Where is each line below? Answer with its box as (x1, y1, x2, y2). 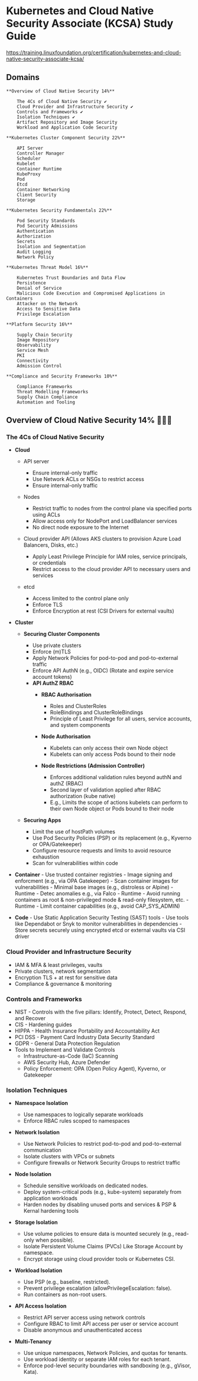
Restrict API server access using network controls (23, 1314, 146, 1321)
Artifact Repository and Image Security (17, 119, 118, 125)
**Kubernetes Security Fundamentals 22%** (6, 207, 112, 213)
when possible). (35, 1236, 74, 1244)
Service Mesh (17, 347, 49, 353)
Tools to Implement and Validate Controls (14, 1046, 115, 1053)
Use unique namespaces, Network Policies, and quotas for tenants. (23, 1350, 188, 1357)
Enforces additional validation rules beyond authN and (50, 774, 182, 781)
